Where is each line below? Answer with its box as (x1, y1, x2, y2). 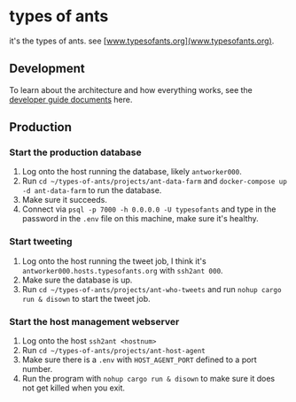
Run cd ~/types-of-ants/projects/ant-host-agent (21, 345, 206, 356)
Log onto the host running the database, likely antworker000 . (21, 166, 242, 177)
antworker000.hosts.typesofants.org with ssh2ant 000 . (21, 265, 223, 275)
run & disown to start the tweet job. (21, 293, 151, 304)
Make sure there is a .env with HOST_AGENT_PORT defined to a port (21, 354, 257, 365)
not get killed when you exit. (21, 383, 126, 393)
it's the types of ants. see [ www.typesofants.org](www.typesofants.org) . (9, 35, 275, 46)
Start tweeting (9, 236, 73, 248)
